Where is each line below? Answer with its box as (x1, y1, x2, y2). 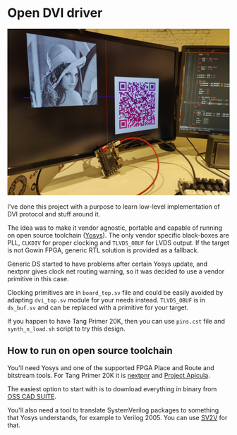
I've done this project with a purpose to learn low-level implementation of (7, 202, 220, 211)
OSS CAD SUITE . (7, 392, 56, 400)
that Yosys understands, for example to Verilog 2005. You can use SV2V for (7, 413, 228, 422)
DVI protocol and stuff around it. (7, 209, 101, 218)
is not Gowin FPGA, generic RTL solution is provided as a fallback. (7, 245, 200, 255)
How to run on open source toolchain (7, 345, 173, 357)
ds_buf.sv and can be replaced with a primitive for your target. (7, 303, 189, 312)
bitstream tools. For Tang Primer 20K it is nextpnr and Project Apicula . (7, 371, 210, 379)
